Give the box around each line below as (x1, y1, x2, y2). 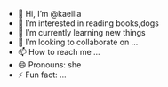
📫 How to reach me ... (17, 47, 100, 57)
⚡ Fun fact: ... (17, 69, 67, 80)
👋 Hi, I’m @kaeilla (17, 9, 82, 19)
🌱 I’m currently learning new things (17, 28, 146, 37)
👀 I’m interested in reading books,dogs (17, 18, 160, 28)
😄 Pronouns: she (17, 59, 82, 70)
